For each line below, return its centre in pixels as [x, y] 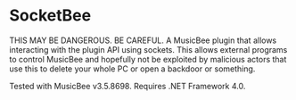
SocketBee [50, 16]
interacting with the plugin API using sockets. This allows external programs [148, 49]
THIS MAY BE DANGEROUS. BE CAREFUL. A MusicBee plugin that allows [143, 40]
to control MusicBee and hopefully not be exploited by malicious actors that [148, 59]
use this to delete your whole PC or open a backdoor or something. [132, 69]
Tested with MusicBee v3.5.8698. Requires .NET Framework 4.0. [127, 86]
